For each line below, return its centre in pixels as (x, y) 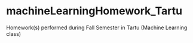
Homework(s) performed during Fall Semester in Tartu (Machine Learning (97, 27)
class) (14, 33)
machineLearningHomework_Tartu (94, 11)
